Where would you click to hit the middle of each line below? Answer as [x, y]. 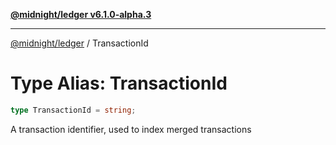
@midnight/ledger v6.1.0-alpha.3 [81, 14]
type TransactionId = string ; [73, 110]
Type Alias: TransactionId [119, 83]
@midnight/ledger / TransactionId [79, 43]
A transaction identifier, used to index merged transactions [131, 129]
